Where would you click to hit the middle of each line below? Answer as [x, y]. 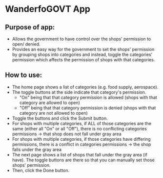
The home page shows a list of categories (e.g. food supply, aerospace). [85, 87]
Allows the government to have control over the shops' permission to [81, 39]
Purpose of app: [30, 27]
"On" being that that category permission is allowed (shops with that [88, 97]
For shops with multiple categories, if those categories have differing [81, 139]
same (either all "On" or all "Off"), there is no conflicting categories [80, 128]
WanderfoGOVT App [48, 9]
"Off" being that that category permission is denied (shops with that [88, 108]
